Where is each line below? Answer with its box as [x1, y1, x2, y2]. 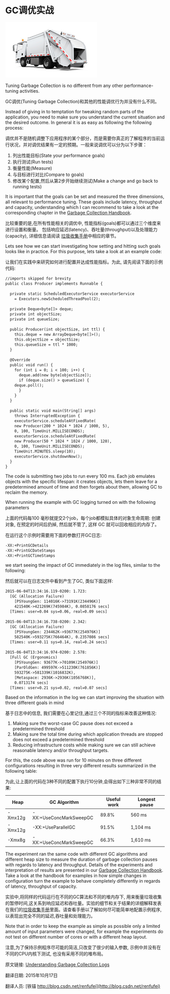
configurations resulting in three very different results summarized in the [5, 762, 156, 768]
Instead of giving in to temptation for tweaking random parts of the [5, 108, 144, 114]
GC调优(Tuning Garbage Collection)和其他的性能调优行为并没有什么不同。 [5, 98, 159, 104]
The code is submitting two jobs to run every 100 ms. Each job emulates [5, 473, 155, 479]
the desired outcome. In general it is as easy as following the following [5, 119, 152, 125]
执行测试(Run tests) [12, 159, 54, 165]
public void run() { [10, 362, 53, 368]
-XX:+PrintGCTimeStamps [5, 553, 56, 558]
